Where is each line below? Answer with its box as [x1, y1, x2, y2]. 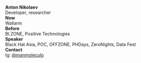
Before [5, 25, 20, 31]
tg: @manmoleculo [5, 52, 44, 58]
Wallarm [5, 20, 22, 26]
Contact [5, 47, 22, 52]
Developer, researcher [5, 9, 51, 15]
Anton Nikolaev [5, 4, 38, 10]
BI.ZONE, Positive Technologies [5, 31, 70, 36]
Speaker [5, 36, 23, 42]
